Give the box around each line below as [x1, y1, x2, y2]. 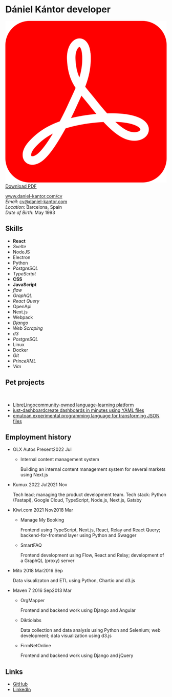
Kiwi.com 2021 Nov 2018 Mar [12, 507, 73, 513]
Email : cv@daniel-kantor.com [5, 198, 68, 205]
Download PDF [5, 183, 37, 189]
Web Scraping [12, 325, 43, 331]
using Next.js [20, 472, 49, 478]
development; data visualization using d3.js [20, 632, 112, 639]
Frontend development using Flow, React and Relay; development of [20, 552, 164, 559]
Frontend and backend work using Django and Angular [20, 607, 136, 613]
